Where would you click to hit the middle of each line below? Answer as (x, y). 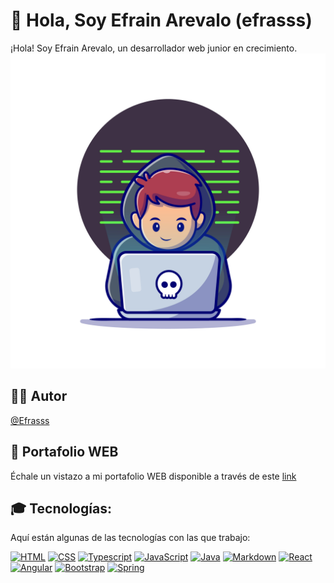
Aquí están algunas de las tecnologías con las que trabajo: (130, 538)
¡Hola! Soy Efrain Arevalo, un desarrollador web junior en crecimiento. (154, 48)
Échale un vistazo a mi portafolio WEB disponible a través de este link (153, 476)
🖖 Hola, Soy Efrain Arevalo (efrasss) (161, 20)
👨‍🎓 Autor (39, 396)
